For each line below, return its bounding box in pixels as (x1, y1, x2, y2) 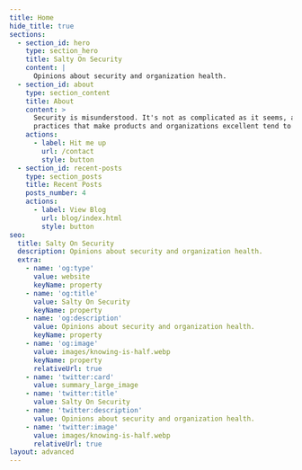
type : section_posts (25, 172, 102, 181)
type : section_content (25, 88, 111, 97)
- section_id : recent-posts (17, 164, 123, 173)
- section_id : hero (17, 38, 91, 48)
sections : (9, 30, 47, 39)
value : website (32, 272, 91, 281)
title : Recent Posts (25, 181, 102, 190)
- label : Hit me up (32, 138, 106, 147)
